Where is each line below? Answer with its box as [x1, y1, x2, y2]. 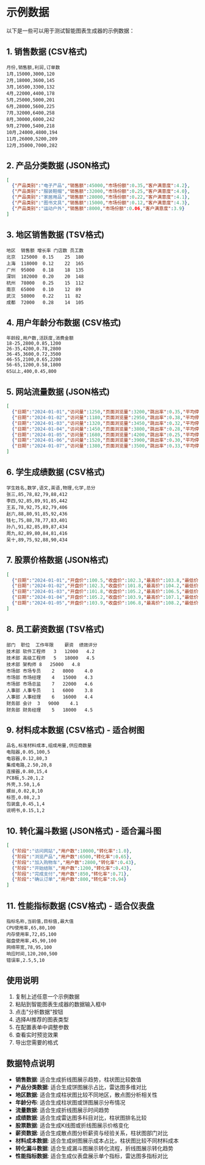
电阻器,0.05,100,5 [6, 749, 51, 755]
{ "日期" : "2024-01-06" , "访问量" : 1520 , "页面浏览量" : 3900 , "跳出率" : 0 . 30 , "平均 [12, 437, 195, 443]
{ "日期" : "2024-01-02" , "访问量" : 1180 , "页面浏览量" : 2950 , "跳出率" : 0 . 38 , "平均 [12, 414, 195, 421]
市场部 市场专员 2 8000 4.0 [6, 668, 93, 674]
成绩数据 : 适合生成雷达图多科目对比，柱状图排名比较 [15, 1114, 147, 1121]
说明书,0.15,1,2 [6, 808, 45, 814]
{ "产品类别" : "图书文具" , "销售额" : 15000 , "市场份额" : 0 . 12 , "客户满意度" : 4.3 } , [12, 200, 190, 206]
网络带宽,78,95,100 [6, 944, 52, 950]
